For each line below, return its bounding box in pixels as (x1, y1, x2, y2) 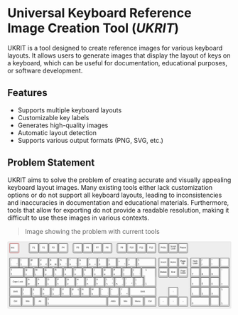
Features (7, 87, 48, 99)
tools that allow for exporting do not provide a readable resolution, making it (7, 205, 229, 214)
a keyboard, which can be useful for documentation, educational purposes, (7, 58, 227, 67)
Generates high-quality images (17, 121, 109, 129)
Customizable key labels (17, 113, 90, 122)
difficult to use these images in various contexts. (7, 213, 149, 222)
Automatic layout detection (17, 128, 97, 137)
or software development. (7, 66, 83, 75)
